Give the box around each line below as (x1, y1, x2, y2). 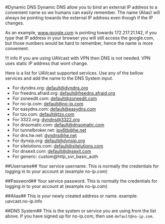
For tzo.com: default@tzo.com (12, 111, 75, 117)
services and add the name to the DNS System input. (5, 75, 113, 81)
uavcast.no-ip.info (5, 198, 43, 204)
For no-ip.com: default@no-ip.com (12, 101, 84, 106)
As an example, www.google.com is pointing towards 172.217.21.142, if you (5, 30, 157, 35)
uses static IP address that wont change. (5, 61, 88, 66)
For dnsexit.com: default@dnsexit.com (12, 149, 92, 154)
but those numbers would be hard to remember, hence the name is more (5, 40, 153, 46)
